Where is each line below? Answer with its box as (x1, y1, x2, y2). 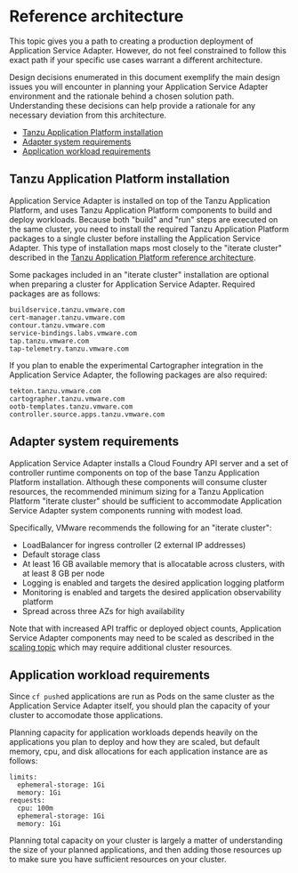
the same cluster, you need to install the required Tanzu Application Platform (9, 223, 289, 234)
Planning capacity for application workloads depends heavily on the (9, 727, 258, 738)
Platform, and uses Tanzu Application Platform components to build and (9, 205, 273, 215)
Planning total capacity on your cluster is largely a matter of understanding (9, 835, 283, 846)
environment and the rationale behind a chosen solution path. (9, 91, 235, 101)
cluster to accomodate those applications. (9, 710, 164, 721)
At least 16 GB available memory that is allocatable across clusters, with (21, 558, 285, 569)
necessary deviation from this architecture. (9, 109, 167, 120)
